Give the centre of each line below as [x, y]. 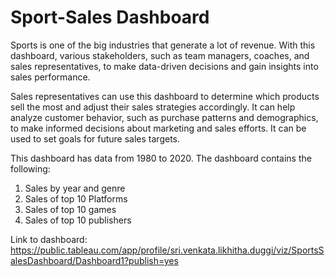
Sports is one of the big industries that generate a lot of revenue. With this [163, 45]
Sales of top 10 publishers [78, 220]
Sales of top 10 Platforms [76, 198]
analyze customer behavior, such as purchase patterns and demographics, [164, 117]
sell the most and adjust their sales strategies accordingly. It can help [153, 107]
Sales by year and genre [75, 188]
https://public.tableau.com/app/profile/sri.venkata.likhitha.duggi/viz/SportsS [167, 250]
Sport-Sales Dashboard [110, 17]
